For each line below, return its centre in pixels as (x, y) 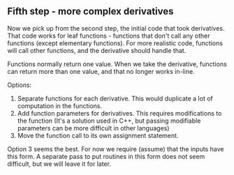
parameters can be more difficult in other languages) (93, 128)
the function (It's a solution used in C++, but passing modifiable (109, 121)
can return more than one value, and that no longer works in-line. (101, 71)
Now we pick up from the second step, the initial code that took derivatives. (116, 28)
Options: (20, 85)
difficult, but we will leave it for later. (59, 164)
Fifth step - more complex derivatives (90, 12)
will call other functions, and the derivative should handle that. (97, 50)
